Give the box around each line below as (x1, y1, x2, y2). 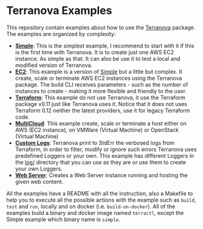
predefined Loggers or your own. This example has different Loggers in (15, 152, 194, 159)
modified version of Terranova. (15, 62, 93, 69)
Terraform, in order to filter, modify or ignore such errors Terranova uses (15, 146, 197, 153)
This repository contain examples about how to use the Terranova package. (6, 24, 196, 31)
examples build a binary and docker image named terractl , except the (6, 209, 184, 216)
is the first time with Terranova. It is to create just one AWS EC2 (15, 48, 174, 55)
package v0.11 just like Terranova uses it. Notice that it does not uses (15, 100, 187, 107)
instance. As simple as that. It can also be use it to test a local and (15, 55, 181, 62)
